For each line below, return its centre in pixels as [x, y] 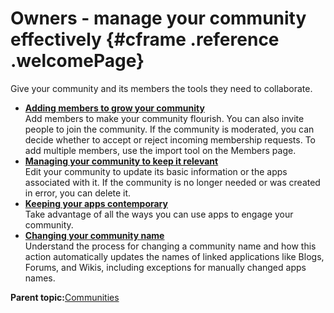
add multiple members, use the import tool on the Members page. [160, 150]
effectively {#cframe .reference [145, 39]
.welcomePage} [77, 61]
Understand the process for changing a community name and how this [170, 246]
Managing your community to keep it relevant [121, 161]
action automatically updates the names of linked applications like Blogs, [174, 256]
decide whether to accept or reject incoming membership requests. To [170, 139]
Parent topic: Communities [65, 297]
